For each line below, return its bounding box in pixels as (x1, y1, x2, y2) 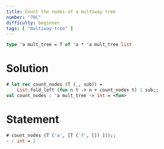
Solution (6, 62, 49, 75)
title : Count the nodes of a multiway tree (6, 8, 116, 15)
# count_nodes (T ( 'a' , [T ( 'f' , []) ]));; (6, 132, 116, 138)
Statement (6, 113, 60, 126)
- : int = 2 (6, 138, 36, 144)
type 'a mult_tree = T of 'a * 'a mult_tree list (6, 42, 132, 48)
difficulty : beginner (6, 20, 60, 26)
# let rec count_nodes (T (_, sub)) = (6, 82, 103, 88)
